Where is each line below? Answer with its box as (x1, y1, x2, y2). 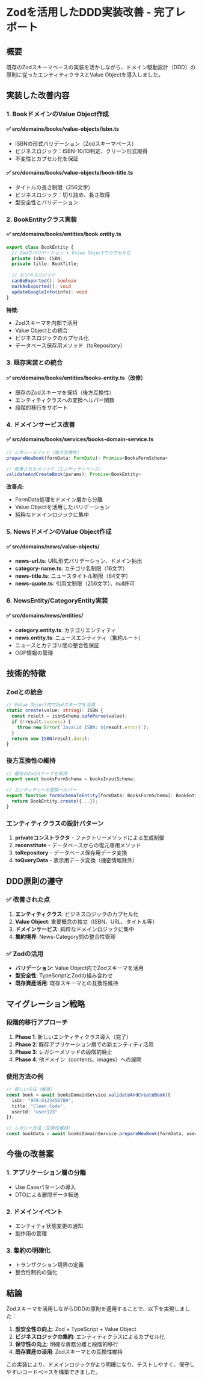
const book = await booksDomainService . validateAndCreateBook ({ (6, 1092, 171, 1098)
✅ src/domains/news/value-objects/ (6, 543, 100, 550)
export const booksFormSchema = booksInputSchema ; (6, 776, 136, 782)
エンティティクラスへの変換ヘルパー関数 (14, 396, 115, 404)
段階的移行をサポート (14, 404, 68, 411)
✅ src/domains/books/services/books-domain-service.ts (6, 436, 154, 443)
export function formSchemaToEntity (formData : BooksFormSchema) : (6, 793, 173, 799)
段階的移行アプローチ (6, 1018, 68, 1027)
